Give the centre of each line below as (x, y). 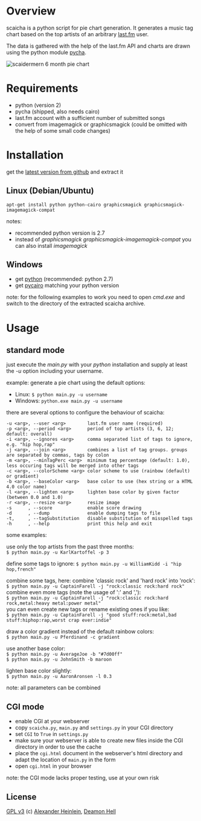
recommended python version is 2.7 (60, 233)
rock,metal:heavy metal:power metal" (54, 604)
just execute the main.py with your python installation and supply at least (97, 365)
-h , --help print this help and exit (79, 524)
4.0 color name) (27, 487)
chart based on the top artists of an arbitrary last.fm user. (78, 34)
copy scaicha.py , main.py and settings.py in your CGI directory (94, 727)
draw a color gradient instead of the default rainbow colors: (80, 632)
